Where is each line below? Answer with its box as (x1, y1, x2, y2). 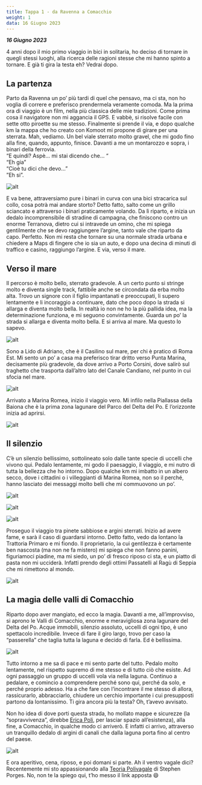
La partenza (6, 78, 52, 89)
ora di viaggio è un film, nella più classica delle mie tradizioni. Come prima (6, 107, 191, 115)
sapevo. (6, 324, 26, 332)
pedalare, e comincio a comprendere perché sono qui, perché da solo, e (6, 679, 186, 686)
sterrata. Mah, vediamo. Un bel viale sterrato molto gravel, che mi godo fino (6, 133, 194, 140)
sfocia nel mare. (6, 373, 46, 380)
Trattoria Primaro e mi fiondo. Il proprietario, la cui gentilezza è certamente (6, 540, 192, 547)
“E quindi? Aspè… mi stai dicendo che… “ (6, 152, 109, 160)
